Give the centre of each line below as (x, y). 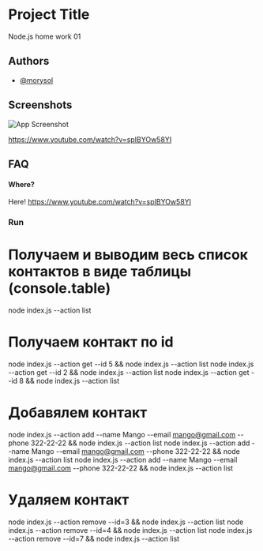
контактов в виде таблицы (100, 272)
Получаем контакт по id (91, 342)
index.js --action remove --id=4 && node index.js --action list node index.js (130, 530)
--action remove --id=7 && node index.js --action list (94, 538)
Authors (29, 61)
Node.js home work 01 (45, 36)
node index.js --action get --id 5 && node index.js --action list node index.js (131, 364)
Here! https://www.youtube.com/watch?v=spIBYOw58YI (100, 202)
